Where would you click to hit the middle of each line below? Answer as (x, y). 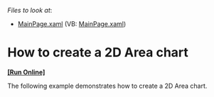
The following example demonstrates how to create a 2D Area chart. (107, 86)
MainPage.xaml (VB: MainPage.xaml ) (72, 24)
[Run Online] (26, 72)
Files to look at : (30, 10)
